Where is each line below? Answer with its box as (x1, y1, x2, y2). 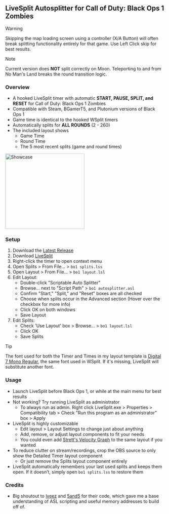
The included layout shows (12, 128, 69, 134)
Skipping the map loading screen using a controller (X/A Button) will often (5, 35, 158, 41)
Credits (5, 481, 24, 488)
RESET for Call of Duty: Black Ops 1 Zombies (12, 101, 106, 107)
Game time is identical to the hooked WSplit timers (12, 116, 118, 123)
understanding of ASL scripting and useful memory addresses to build (12, 498, 159, 504)
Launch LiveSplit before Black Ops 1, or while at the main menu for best (12, 388, 161, 394)
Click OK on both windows (20, 306, 76, 313)
